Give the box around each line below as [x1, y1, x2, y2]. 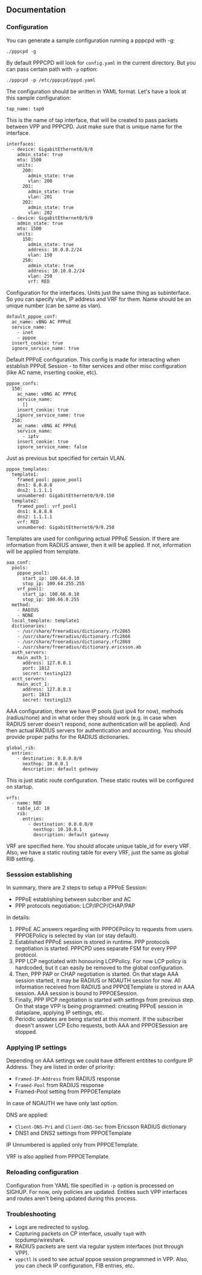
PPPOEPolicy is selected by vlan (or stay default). [14, 932, 138, 939]
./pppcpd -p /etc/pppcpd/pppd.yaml [6, 77, 96, 83]
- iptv [22, 433, 39, 439]
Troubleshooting [6, 1210, 56, 1218]
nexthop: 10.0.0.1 [22, 761, 69, 767]
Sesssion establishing [6, 870, 72, 879]
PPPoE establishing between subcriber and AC [14, 896, 131, 903]
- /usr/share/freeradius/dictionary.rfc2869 [17, 639, 131, 645]
